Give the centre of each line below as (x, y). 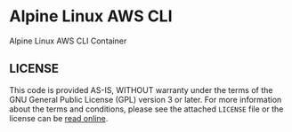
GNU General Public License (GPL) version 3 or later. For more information (146, 99)
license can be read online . (59, 118)
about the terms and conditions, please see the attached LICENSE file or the (146, 109)
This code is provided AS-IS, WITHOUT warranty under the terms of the (141, 89)
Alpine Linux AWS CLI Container (68, 41)
